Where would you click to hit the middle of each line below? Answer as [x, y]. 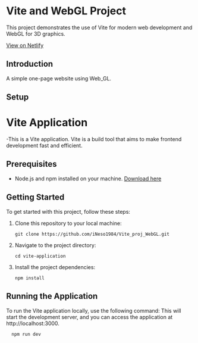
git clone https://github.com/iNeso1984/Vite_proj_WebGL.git [92, 234]
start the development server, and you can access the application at [89, 317]
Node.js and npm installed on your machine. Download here [88, 178]
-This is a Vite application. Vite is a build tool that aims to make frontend [94, 139]
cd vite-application [40, 256]
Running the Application [52, 296]
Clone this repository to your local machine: [68, 223]
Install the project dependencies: [55, 267]
